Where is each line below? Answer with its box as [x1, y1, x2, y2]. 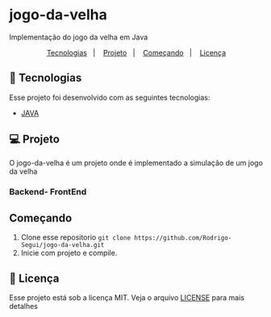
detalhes [9, 302, 39, 311]
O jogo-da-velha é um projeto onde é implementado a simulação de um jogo [9, 158, 263, 167]
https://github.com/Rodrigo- [133, 234, 232, 242]
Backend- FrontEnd [9, 187, 87, 198]
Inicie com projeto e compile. [20, 248, 118, 258]
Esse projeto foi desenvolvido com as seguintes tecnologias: [9, 93, 211, 102]
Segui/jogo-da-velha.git [20, 241, 105, 249]
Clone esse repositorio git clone [20, 233, 131, 242]
